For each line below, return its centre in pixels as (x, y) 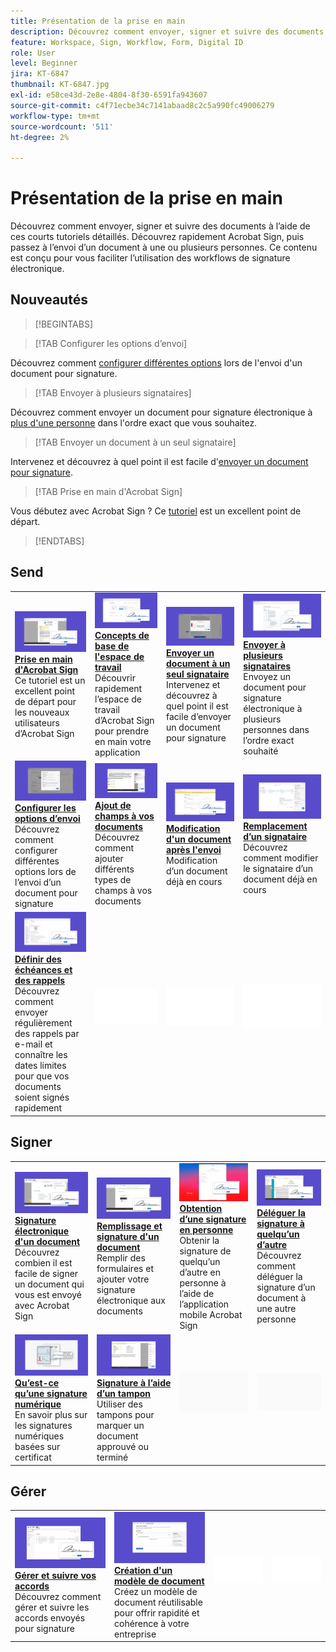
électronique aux (131, 1301)
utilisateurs (37, 722)
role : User (33, 53)
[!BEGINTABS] (64, 324)
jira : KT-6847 (40, 74)
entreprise (135, 1634)
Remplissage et (129, 1226)
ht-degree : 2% (40, 137)
